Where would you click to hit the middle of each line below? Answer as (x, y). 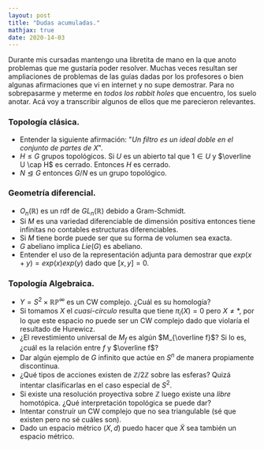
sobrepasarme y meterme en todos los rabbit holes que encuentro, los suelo (132, 93)
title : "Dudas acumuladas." (54, 23)
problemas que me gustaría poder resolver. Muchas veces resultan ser (123, 69)
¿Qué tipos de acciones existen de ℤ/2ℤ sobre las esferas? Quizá (125, 374)
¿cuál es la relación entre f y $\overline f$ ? (89, 348)
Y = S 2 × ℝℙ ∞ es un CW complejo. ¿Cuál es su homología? (115, 301)
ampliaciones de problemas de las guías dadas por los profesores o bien (126, 76)
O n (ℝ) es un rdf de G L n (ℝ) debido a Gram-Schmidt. (103, 212)
